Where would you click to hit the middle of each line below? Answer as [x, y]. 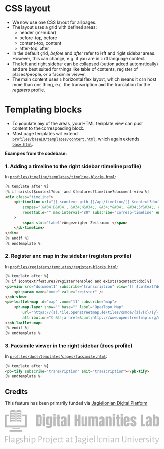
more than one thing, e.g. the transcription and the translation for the [81, 84]
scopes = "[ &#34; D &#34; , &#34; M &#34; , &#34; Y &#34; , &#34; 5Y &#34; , [89, 207]
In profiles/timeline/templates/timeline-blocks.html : [61, 177]
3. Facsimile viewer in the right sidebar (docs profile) [69, 346]
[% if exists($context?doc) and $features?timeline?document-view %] [77, 192]
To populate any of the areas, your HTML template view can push [78, 123]
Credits [17, 391]
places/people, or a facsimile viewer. [49, 74]
